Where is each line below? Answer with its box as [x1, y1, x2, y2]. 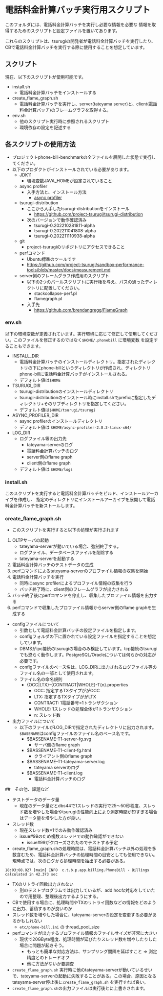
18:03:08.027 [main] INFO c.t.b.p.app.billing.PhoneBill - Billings [5, 868, 150, 873]
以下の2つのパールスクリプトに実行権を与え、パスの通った [26, 279, 145, 285]
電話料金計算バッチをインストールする [19, 89, 97, 96]
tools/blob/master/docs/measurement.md [26, 267, 111, 272]
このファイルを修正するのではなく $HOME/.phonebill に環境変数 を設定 [13, 337, 154, 343]
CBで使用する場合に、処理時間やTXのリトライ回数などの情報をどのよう [12, 899, 157, 905]
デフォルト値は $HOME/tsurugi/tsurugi [19, 407, 96, 413]
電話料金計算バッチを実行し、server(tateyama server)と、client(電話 [19, 101, 158, 107]
